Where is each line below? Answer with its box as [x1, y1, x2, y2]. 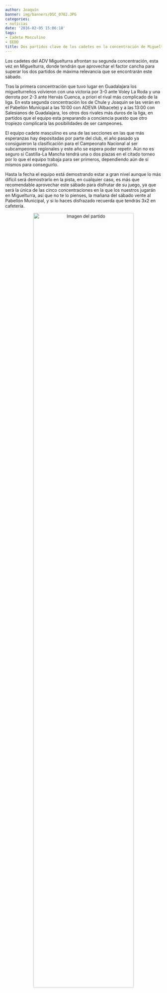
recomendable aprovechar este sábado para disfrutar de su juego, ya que [5, 182, 157, 188]
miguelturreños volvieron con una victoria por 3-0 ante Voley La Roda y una [5, 88, 161, 94]
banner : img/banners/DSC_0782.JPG [5, 12, 77, 17]
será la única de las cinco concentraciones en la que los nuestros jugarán [5, 187, 156, 193]
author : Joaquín [5, 7, 39, 12]
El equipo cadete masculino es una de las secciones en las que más [5, 130, 145, 136]
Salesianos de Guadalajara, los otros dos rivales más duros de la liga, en [5, 110, 153, 116]
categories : [5, 16, 30, 21]
